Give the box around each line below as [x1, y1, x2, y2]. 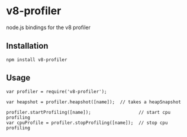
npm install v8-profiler [6, 56, 67, 63]
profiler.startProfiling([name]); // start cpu [6, 109, 170, 115]
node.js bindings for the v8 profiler [6, 24, 91, 31]
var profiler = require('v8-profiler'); [6, 88, 108, 94]
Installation [6, 41, 49, 51]
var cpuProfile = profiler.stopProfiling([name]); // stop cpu [6, 120, 168, 126]
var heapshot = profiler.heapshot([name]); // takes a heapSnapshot [6, 99, 182, 105]
